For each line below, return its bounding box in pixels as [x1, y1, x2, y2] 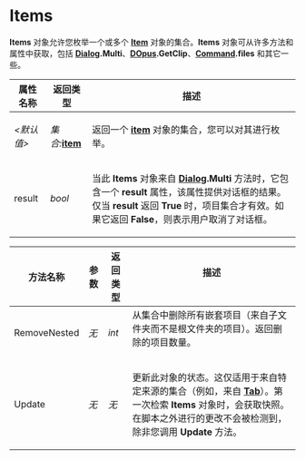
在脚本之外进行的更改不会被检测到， [132, 412, 288, 425]
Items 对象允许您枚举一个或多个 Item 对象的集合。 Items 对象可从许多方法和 [9, 36, 294, 47]
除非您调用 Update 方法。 [132, 426, 242, 438]
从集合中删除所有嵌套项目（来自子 [132, 308, 279, 321]
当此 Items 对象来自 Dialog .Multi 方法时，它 [92, 171, 280, 184]
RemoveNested [14, 326, 80, 338]
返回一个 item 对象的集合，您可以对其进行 [92, 123, 271, 136]
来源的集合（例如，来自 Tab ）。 [141, 385, 274, 397]
